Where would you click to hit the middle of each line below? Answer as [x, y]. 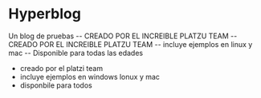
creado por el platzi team [61, 68]
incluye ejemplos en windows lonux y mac [90, 76]
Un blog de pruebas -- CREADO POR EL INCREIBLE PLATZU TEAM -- [123, 36]
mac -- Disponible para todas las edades [75, 53]
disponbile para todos [56, 85]
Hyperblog [45, 14]
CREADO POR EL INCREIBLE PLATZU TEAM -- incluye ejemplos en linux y [130, 44]
